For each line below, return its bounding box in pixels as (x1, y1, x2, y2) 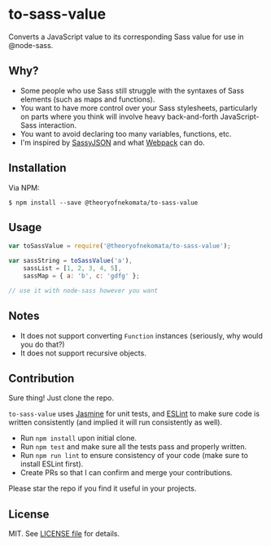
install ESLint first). (20, 459, 84, 469)
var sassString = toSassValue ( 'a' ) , (8, 257, 133, 265)
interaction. (38, 120, 77, 130)
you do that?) (20, 339, 65, 349)
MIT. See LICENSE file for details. (8, 529, 120, 539)
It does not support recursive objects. (20, 347, 146, 358)
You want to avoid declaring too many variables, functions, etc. (20, 129, 232, 138)
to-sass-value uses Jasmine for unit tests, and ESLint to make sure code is (8, 408, 260, 419)
